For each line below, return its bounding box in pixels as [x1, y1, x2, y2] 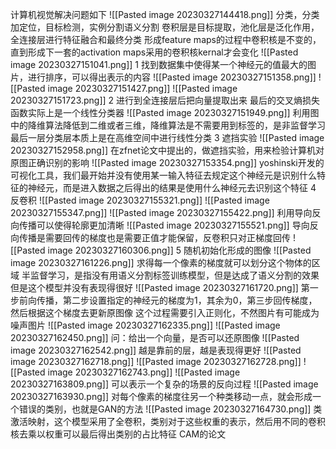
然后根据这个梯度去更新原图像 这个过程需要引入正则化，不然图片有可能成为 [10, 307, 320, 318]
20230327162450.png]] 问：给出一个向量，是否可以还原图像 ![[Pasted [10, 332, 300, 343]
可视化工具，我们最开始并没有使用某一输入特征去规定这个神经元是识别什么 [10, 169, 317, 181]
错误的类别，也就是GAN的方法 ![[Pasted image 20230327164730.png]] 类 [18, 403, 323, 415]
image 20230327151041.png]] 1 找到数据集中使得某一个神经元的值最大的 [10, 59, 308, 70]
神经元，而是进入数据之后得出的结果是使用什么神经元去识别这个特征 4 [27, 182, 317, 193]
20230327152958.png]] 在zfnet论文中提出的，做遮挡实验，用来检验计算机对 [10, 144, 325, 156]
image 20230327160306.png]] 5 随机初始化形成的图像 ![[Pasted [47, 244, 312, 256]
